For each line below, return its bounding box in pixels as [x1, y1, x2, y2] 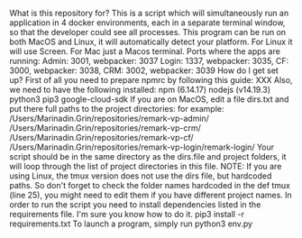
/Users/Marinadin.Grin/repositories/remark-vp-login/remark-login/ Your [9, 142, 275, 152]
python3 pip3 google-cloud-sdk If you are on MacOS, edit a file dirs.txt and [9, 94, 289, 105]
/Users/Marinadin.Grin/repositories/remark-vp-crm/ [9, 123, 201, 133]
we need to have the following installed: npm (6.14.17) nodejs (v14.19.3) [9, 85, 271, 95]
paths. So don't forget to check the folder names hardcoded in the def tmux [9, 180, 291, 190]
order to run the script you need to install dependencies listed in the [9, 199, 261, 210]
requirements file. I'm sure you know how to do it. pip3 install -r [9, 209, 245, 219]
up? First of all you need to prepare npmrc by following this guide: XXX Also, [9, 75, 293, 85]
